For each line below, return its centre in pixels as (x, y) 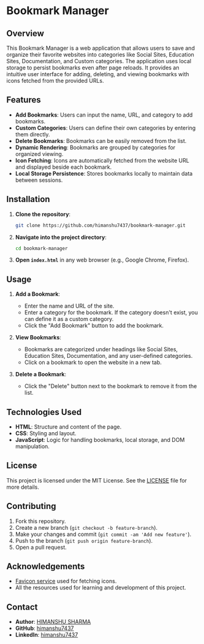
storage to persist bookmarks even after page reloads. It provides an (93, 68)
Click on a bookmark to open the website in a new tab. (93, 362)
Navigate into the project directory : (61, 237)
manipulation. (32, 446)
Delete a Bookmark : (41, 374)
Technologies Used (44, 412)
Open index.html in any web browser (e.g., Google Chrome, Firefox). (102, 260)
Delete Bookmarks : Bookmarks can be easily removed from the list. (101, 141)
